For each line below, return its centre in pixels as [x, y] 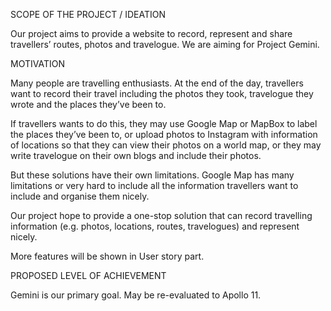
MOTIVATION [37, 63]
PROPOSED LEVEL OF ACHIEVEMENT [88, 275]
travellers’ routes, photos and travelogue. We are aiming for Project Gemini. [165, 44]
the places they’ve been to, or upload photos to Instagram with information [164, 134]
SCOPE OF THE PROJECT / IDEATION [88, 14]
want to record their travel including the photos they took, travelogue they [162, 93]
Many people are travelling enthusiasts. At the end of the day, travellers [157, 83]
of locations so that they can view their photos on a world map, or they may [166, 145]
